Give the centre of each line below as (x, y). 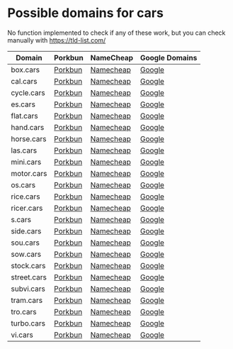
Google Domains (169, 57)
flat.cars (25, 116)
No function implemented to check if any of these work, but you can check (116, 33)
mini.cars (26, 162)
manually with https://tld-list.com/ (57, 40)
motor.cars (29, 173)
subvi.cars (28, 289)
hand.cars (28, 127)
